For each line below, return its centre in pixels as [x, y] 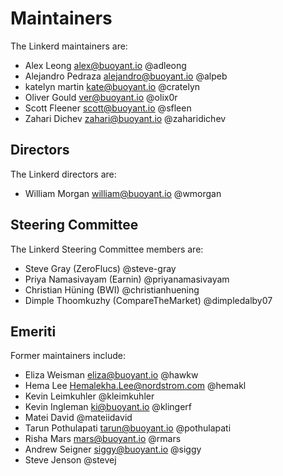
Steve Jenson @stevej [70, 460]
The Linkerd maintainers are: [69, 46]
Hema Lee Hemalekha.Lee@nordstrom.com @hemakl [135, 386]
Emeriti [33, 331]
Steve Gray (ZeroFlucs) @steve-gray [100, 268]
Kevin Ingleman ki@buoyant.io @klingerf [108, 407]
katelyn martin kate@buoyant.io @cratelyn [112, 86]
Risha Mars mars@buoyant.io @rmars [103, 439]
